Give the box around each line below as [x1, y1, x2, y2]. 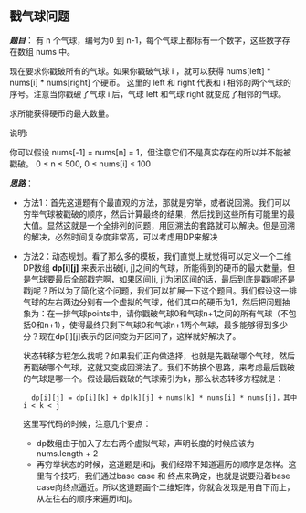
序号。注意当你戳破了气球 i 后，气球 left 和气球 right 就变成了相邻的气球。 [9, 88, 287, 99]
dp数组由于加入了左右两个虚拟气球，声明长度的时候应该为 [36, 437, 255, 448]
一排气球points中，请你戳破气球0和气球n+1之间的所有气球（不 [54, 307, 290, 318]
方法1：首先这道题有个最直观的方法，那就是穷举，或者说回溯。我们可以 [22, 197, 290, 208]
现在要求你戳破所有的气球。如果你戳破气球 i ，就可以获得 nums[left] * [9, 65, 271, 76]
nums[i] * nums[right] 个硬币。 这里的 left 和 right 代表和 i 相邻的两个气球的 [9, 77, 292, 88]
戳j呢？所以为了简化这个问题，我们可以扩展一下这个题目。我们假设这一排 [22, 284, 298, 295]
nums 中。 [35, 46, 76, 57]
